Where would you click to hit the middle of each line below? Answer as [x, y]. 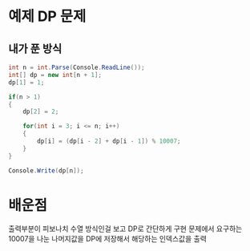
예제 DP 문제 [47, 16]
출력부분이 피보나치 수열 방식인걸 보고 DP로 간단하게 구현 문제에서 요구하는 [125, 229]
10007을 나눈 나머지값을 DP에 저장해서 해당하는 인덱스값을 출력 [107, 239]
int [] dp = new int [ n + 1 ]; [55, 75]
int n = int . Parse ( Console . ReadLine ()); [77, 67]
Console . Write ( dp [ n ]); [46, 170]
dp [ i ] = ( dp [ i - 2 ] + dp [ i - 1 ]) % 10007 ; [109, 141]
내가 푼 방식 [35, 49]
